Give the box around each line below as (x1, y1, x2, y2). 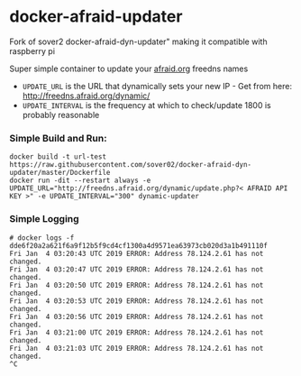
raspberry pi (9, 45, 56, 56)
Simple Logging (9, 213, 79, 225)
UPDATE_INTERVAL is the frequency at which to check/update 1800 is (22, 99, 272, 110)
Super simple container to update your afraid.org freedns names (9, 63, 249, 74)
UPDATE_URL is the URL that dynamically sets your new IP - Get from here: (22, 80, 293, 91)
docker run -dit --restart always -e (9, 176, 151, 186)
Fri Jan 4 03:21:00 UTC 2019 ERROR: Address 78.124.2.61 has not (9, 327, 264, 337)
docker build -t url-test (9, 152, 106, 161)
